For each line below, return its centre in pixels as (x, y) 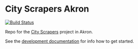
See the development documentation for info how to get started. (69, 41)
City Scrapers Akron (47, 9)
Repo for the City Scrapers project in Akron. (49, 32)
